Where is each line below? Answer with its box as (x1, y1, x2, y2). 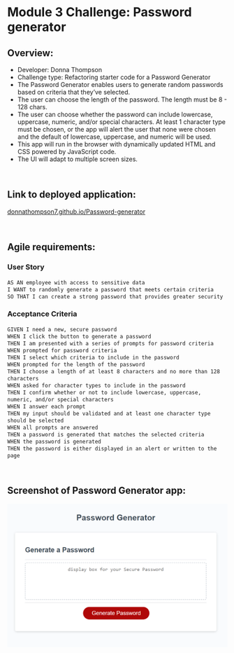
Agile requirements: (7, 241, 96, 253)
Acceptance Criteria (7, 309, 78, 319)
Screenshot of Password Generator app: (7, 485, 187, 497)
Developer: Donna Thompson (17, 66, 103, 74)
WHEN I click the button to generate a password (7, 333, 152, 340)
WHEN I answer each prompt (7, 403, 86, 410)
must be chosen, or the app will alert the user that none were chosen (17, 125, 217, 133)
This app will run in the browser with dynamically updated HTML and (17, 140, 216, 148)
